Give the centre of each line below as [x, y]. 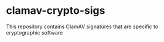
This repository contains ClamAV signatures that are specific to [82, 26]
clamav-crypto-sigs [56, 11]
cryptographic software [35, 32]
